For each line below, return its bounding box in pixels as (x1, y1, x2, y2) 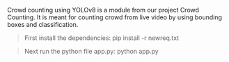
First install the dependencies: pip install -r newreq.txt (24, 34, 180, 42)
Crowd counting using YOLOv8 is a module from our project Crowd (7, 6, 200, 14)
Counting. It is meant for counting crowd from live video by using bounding (7, 13, 223, 21)
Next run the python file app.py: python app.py (24, 48, 159, 55)
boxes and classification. (7, 21, 79, 28)
